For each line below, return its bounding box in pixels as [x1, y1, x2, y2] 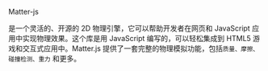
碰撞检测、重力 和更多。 [8, 54, 82, 63]
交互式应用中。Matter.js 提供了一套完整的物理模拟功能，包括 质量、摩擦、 [22, 44, 260, 53]
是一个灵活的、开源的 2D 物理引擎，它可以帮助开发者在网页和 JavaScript [8, 23, 250, 33]
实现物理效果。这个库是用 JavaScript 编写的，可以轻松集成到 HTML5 [22, 34, 252, 43]
